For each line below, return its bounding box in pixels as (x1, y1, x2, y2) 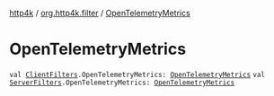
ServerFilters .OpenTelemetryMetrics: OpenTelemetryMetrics (9, 78, 235, 87)
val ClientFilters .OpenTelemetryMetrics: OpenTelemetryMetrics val (9, 70, 265, 79)
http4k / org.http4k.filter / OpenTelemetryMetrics (9, 8, 190, 18)
